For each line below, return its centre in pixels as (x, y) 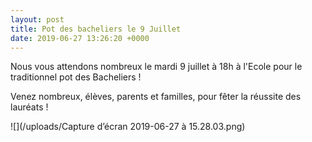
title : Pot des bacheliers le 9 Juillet (96, 29)
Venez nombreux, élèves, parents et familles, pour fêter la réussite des (156, 97)
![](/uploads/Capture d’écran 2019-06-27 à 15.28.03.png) (128, 127)
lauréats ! (29, 107)
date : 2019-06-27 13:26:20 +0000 (80, 38)
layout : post (37, 19)
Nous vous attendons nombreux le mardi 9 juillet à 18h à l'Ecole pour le (156, 67)
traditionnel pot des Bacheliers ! (76, 77)
